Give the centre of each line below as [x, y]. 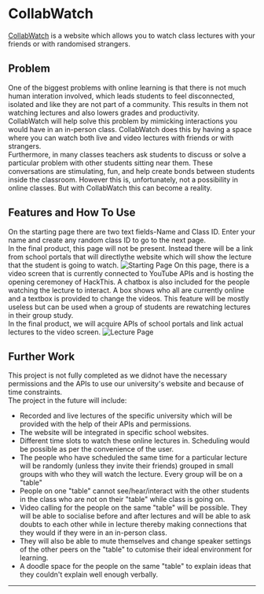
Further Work [42, 356]
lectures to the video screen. [55, 332]
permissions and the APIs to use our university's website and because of [126, 384]
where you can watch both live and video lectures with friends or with [121, 138]
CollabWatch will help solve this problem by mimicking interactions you [123, 121]
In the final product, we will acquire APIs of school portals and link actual [126, 323]
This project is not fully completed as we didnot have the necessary [118, 375]
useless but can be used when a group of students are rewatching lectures [130, 307]
